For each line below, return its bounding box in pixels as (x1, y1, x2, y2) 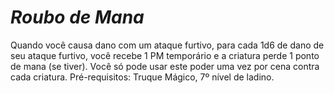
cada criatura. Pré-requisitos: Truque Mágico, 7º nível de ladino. (10, 71, 275, 83)
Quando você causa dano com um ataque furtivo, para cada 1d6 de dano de (10, 39, 325, 51)
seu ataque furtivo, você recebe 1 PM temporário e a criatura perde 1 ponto (10, 49, 320, 61)
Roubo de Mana (10, 6, 145, 29)
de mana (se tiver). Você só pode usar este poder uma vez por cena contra (10, 60, 320, 72)
